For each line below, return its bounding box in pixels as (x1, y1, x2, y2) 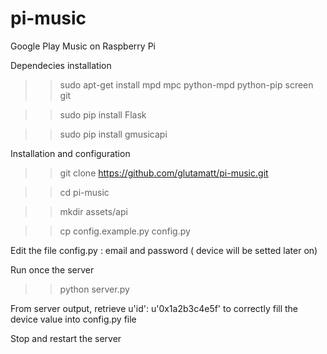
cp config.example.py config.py (59, 225, 191, 237)
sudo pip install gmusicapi (59, 128, 168, 140)
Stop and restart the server (10, 332, 122, 344)
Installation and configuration (10, 147, 131, 159)
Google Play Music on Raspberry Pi (10, 40, 156, 52)
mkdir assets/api (59, 205, 128, 217)
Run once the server (10, 263, 95, 276)
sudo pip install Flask (59, 108, 147, 121)
